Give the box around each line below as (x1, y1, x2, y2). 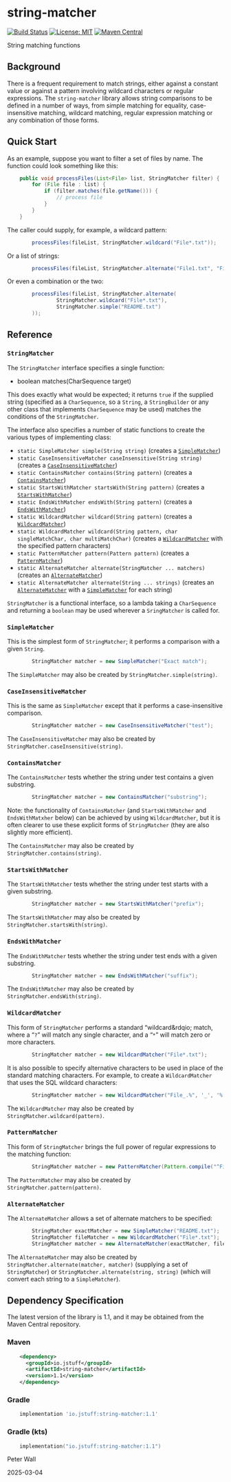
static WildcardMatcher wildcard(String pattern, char (16, 528, 178, 535)
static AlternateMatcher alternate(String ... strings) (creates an (16, 578, 214, 587)
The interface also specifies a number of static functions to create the (7, 425, 205, 434)
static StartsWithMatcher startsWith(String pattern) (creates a (16, 483, 205, 491)
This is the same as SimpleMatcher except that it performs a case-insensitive (7, 702, 223, 710)
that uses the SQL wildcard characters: (7, 1078, 118, 1086)
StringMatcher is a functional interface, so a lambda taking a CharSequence (7, 598, 217, 607)
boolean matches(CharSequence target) (16, 377, 132, 385)
